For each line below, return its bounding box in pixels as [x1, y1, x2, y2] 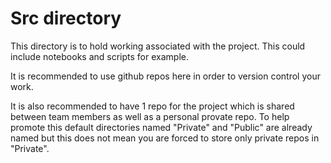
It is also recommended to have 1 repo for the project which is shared [10, 100, 295, 112]
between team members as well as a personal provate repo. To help [10, 110, 290, 122]
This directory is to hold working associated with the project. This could [10, 40, 306, 52]
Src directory [10, 7, 122, 30]
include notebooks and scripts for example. [10, 50, 189, 62]
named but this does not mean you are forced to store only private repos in [10, 132, 320, 144]
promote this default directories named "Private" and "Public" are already [10, 121, 313, 133]
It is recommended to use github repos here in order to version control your [10, 70, 321, 82]
